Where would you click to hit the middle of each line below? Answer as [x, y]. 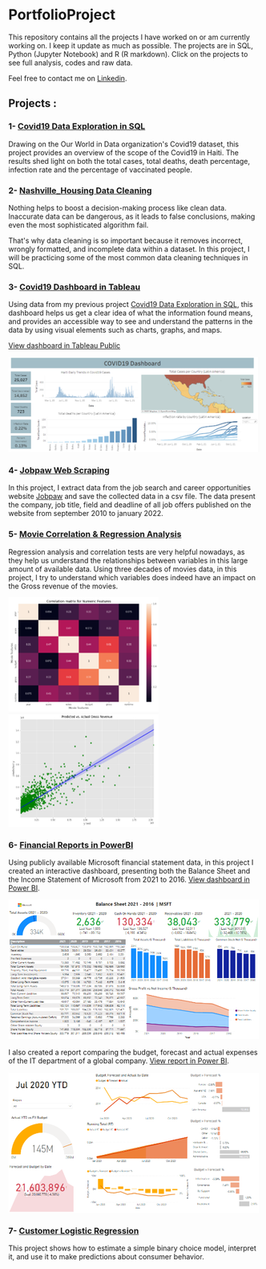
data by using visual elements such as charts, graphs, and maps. [115, 330]
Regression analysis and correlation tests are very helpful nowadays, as [127, 551]
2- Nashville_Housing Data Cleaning [80, 190]
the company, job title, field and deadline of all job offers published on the [130, 505]
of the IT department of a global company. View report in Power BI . [119, 1060]
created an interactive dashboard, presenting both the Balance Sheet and [129, 871]
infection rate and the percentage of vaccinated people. [100, 170]
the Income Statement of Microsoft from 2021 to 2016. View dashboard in [129, 880]
